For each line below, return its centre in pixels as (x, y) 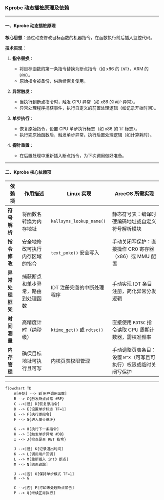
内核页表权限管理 (70, 361)
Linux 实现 (79, 193)
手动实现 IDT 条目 (132, 284)
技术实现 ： (16, 48)
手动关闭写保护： (132, 242)
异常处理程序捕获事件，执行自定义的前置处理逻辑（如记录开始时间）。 (89, 108)
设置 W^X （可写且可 (133, 357)
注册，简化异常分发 (134, 291)
